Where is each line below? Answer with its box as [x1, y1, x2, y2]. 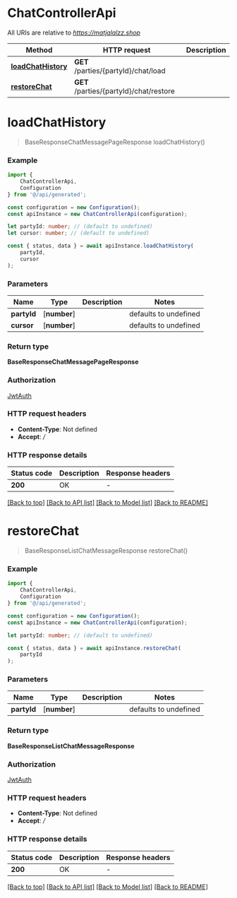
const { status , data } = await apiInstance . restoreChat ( [7, 645, 181, 652]
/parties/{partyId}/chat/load [73, 66, 166, 76]
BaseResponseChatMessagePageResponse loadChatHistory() [24, 138, 206, 146]
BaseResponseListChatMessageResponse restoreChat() [24, 546, 188, 555]
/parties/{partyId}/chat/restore [73, 86, 175, 96]
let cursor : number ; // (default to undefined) [7, 229, 150, 237]
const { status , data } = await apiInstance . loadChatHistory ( [7, 242, 194, 250]
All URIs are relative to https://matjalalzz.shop [7, 28, 141, 37]
